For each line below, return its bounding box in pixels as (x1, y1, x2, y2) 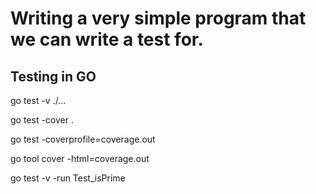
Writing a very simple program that (10, 7, 307, 30)
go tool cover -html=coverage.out (10, 153, 150, 164)
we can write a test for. (10, 28, 204, 51)
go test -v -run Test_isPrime (10, 172, 126, 184)
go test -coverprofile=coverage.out (10, 133, 156, 145)
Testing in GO (10, 68, 97, 85)
